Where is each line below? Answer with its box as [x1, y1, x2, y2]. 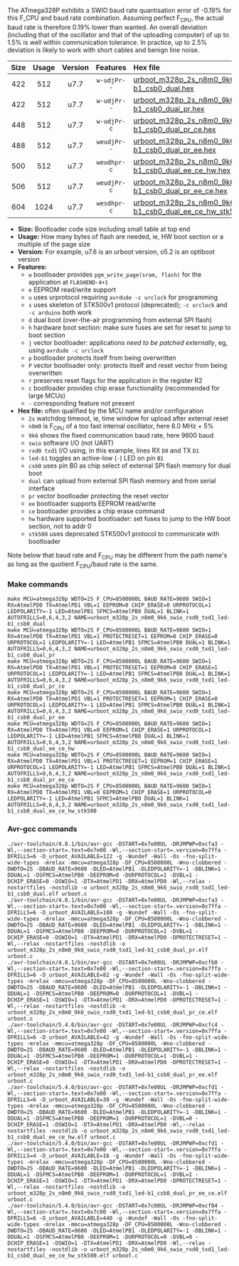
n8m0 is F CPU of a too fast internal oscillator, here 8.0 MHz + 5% [28, 421, 214, 432]
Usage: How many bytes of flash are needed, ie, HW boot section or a [17, 232, 224, 241]
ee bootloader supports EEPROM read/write [28, 499, 156, 508]
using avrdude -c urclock [28, 346, 105, 354]
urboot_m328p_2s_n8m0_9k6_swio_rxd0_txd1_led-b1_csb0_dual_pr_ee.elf [7, 1071, 218, 1079]
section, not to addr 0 [28, 522, 92, 530]
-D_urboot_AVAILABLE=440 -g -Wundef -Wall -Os [38, 1215, 180, 1222]
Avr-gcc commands [7, 824, 78, 834]
